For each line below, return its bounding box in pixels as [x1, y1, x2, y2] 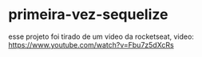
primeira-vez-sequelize [8, 6, 168, 24]
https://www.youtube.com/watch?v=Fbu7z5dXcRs [8, 40, 174, 49]
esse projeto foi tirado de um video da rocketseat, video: [8, 32, 194, 41]
